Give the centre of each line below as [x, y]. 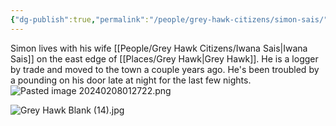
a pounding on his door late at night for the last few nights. [131, 80]
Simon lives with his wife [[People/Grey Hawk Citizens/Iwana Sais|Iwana [159, 48]
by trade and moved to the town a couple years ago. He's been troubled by [165, 69]
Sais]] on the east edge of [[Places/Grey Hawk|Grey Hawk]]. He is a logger [164, 58]
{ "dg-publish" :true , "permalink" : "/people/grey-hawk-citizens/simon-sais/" [169, 19]
